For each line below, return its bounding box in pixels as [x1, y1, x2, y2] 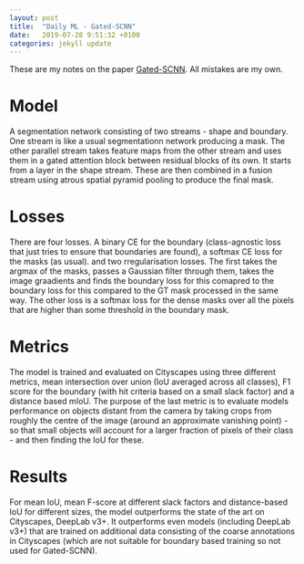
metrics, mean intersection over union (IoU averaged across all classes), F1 [9, 376, 291, 388]
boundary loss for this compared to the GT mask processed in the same [9, 285, 279, 297]
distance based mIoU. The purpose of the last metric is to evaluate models [9, 396, 289, 407]
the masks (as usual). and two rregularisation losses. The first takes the [9, 256, 278, 267]
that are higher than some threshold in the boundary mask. [9, 305, 230, 316]
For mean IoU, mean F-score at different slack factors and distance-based [9, 496, 289, 507]
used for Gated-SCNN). [9, 545, 98, 556]
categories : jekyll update [9, 38, 112, 48]
